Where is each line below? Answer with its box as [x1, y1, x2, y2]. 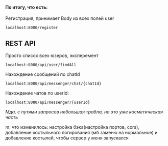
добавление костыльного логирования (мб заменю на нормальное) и [5, 130, 158, 136]
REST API [5, 39, 36, 48]
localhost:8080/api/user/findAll [5, 63, 77, 68]
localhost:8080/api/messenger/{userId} [5, 100, 90, 105]
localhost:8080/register [5, 25, 58, 31]
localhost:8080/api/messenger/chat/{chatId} [5, 81, 102, 86]
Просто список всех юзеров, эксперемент [5, 52, 99, 59]
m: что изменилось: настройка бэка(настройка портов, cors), [5, 124, 139, 130]
